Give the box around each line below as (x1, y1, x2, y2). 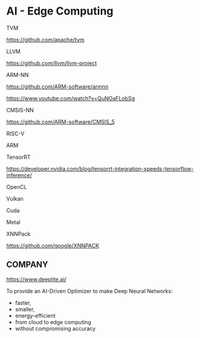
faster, (15, 299, 32, 307)
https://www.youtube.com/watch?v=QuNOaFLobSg (6, 94, 135, 102)
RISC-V (6, 130, 25, 137)
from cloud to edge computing (15, 318, 92, 325)
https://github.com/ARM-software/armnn (6, 83, 109, 90)
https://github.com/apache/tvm (6, 36, 85, 43)
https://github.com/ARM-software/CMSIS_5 (6, 118, 115, 125)
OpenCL (6, 183, 27, 190)
